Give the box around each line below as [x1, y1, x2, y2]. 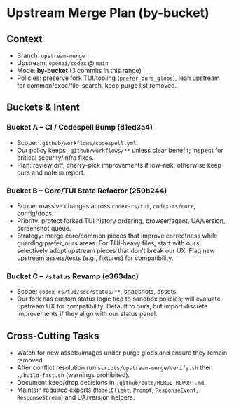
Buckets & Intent [6, 102, 80, 114]
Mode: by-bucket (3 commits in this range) [16, 67, 142, 74]
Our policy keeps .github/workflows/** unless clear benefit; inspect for [16, 146, 223, 154]
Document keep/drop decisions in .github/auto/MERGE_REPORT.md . [16, 379, 206, 387]
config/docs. [16, 209, 54, 217]
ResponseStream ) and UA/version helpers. [16, 393, 135, 402]
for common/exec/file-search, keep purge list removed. [16, 81, 177, 89]
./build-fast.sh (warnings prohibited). [16, 371, 130, 379]
